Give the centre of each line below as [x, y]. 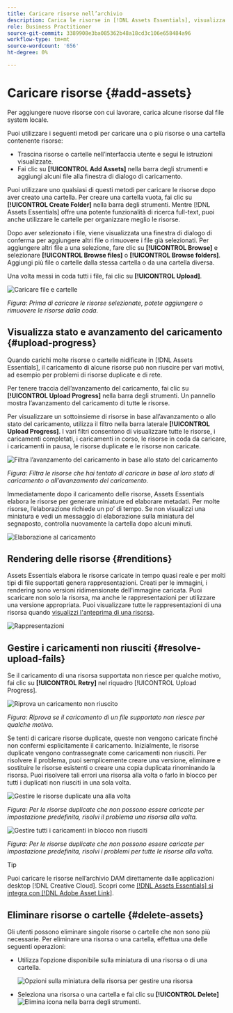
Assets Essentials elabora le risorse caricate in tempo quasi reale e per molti [116, 576]
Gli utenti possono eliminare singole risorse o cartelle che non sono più [109, 932]
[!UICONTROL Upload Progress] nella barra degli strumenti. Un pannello [111, 395]
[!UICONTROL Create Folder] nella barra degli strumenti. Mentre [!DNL [109, 204]
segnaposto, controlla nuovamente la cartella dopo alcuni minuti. [100, 524]
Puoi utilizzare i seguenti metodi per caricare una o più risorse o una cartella [116, 133]
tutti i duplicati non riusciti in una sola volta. [69, 783]
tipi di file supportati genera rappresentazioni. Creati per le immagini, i [107, 583]
